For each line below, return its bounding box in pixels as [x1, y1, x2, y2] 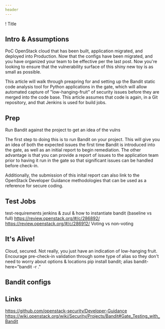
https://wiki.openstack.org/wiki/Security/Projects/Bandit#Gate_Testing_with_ [5, 313, 160, 319]
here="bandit [5, 263, 32, 269]
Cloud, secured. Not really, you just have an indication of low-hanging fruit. [5, 248, 158, 254]
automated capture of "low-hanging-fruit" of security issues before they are [5, 89, 160, 95]
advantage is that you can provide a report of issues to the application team [5, 152, 159, 158]
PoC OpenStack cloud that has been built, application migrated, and [5, 48, 143, 54]
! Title [5, 21, 17, 27]
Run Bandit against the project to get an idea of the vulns [5, 127, 121, 133]
